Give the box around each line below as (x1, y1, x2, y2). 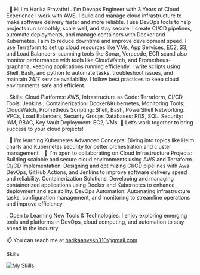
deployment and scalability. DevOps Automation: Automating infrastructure (6, 188, 191, 194)
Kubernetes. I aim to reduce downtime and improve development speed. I (6, 38, 187, 44)
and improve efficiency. (6, 200, 64, 207)
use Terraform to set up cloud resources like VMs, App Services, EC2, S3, (6, 44, 188, 51)
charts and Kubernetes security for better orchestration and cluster (6, 143, 171, 150)
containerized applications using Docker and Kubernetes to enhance (6, 181, 175, 188)
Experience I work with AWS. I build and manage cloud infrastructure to (6, 12, 182, 19)
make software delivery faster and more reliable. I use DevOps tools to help (6, 19, 192, 25)
